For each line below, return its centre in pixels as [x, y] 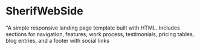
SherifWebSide [44, 11]
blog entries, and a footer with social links [58, 40]
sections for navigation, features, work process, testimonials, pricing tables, [100, 34]
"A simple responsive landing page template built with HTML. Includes [93, 28]
